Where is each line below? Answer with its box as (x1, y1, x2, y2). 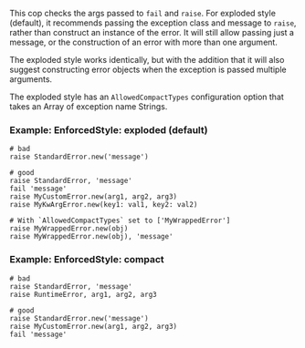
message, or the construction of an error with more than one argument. (9, 36, 279, 47)
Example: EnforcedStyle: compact (9, 253, 164, 266)
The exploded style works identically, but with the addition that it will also (9, 55, 285, 65)
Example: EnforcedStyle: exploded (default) (9, 123, 208, 136)
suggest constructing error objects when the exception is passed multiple (9, 64, 287, 75)
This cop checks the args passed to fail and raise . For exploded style (9, 8, 277, 18)
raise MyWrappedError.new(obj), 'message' (9, 232, 174, 241)
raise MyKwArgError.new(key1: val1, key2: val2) (9, 200, 198, 210)
